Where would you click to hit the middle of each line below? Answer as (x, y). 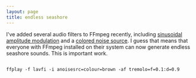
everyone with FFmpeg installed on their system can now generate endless (98, 47)
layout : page (22, 12)
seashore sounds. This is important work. (57, 53)
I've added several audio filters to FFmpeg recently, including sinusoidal (94, 34)
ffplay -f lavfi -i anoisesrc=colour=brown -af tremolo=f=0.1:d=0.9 (93, 69)
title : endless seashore (37, 17)
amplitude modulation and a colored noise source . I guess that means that (97, 40)
